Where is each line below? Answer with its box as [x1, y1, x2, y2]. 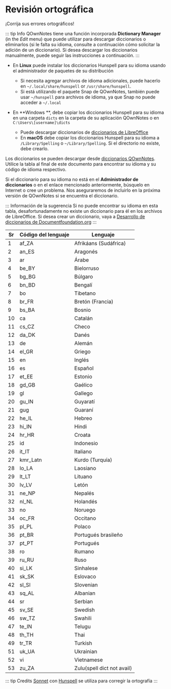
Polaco [74, 523, 91, 530]
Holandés [74, 498, 97, 505]
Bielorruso [74, 265, 100, 272]
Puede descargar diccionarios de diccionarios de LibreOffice [20, 129, 149, 135]
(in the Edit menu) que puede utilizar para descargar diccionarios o [5, 36, 146, 42]
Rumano [74, 548, 94, 555]
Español [74, 364, 94, 372]
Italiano [74, 448, 92, 455]
